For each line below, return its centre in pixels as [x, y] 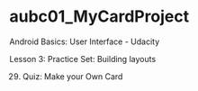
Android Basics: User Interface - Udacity [85, 41]
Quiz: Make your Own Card [72, 76]
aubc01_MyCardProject [99, 17]
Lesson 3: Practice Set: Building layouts [83, 59]
